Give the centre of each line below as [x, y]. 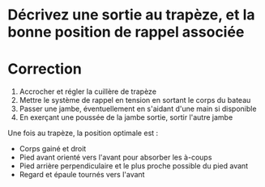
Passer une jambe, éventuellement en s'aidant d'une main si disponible [138, 109]
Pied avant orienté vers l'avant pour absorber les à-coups [115, 157]
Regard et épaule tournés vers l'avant [82, 175]
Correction [45, 69]
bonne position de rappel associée [126, 32]
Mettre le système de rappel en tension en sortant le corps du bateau [135, 100]
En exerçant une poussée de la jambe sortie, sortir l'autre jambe [126, 117]
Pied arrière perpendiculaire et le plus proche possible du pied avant [134, 166]
